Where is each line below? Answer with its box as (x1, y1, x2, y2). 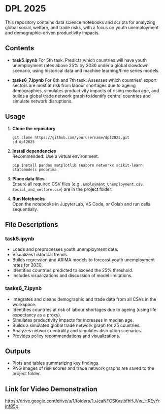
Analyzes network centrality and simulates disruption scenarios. (12, 327, 142, 333)
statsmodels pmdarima (12, 167, 57, 172)
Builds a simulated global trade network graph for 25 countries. (12, 322, 141, 328)
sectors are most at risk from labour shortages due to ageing (12, 82, 136, 88)
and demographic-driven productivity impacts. (5, 30, 100, 35)
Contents (5, 44, 34, 52)
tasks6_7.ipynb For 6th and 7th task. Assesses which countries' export (12, 77, 157, 83)
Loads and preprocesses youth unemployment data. (12, 246, 119, 252)
